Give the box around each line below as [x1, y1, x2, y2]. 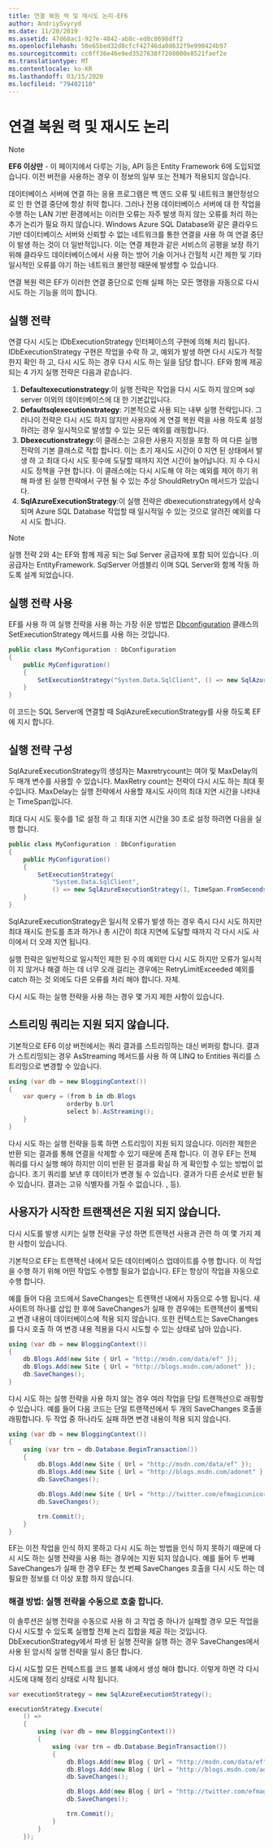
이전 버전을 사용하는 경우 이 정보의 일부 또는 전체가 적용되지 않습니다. [32, 172, 251, 181]
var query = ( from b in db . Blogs [23, 1093, 136, 1101]
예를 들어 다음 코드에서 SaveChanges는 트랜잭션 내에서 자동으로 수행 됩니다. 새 [8, 1294, 261, 1303]
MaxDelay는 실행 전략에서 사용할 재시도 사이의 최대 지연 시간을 [38, 786, 239, 796]
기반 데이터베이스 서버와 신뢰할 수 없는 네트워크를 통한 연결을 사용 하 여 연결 [8, 229, 249, 240]
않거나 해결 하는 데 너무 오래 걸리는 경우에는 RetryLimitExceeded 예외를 [25, 964, 255, 974]
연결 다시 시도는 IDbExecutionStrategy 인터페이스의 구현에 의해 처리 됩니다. [8, 337, 250, 346]
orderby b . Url [66, 1100, 115, 1108]
